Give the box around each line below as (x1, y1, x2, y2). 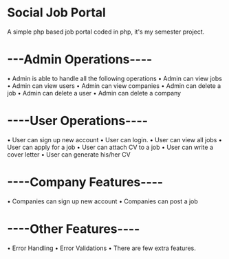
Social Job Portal (7, 5, 107, 21)
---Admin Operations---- (7, 52, 153, 67)
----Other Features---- (7, 221, 140, 236)
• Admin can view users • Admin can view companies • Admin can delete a (7, 81, 221, 90)
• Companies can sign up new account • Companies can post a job (7, 197, 198, 205)
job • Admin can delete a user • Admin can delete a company (7, 89, 181, 97)
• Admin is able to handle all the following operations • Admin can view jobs (7, 74, 222, 82)
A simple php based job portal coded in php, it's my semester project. (7, 27, 205, 36)
